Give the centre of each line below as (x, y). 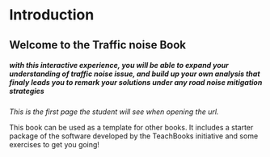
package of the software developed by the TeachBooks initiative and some (134, 136)
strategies (27, 91)
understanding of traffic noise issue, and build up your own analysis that (135, 74)
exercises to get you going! (55, 144)
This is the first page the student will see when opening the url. (114, 112)
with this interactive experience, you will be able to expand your (119, 66)
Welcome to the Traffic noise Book (98, 45)
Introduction (52, 15)
